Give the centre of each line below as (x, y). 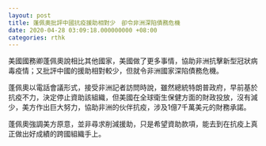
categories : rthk (37, 37)
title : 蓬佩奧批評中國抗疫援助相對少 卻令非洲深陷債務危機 (94, 23)
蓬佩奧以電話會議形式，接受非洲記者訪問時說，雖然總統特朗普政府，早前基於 (133, 88)
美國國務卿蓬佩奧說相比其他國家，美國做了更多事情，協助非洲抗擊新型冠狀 (129, 61)
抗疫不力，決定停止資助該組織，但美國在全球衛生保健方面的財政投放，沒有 (129, 97)
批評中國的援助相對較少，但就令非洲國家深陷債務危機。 (133, 71)
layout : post (30, 15)
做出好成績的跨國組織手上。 (60, 134)
